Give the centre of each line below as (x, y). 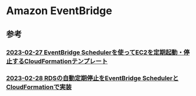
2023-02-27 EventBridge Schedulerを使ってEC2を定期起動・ (95, 52)
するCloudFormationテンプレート (60, 61)
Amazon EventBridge (59, 11)
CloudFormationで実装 (39, 87)
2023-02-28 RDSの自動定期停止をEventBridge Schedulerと (92, 78)
